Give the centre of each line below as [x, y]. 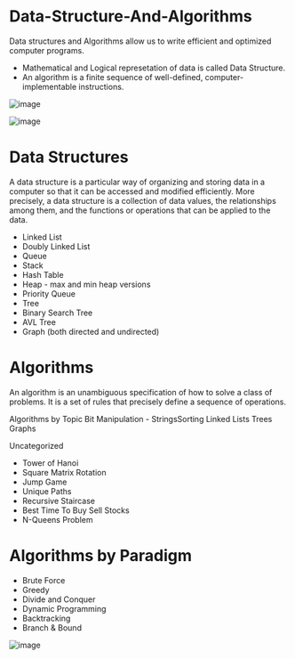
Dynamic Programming [64, 608]
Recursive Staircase [59, 500]
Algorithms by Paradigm [101, 556]
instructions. [101, 86]
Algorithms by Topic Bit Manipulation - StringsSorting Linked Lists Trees [141, 419]
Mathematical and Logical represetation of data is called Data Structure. [154, 68]
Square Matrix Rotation [64, 472]
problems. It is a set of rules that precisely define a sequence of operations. [148, 402]
